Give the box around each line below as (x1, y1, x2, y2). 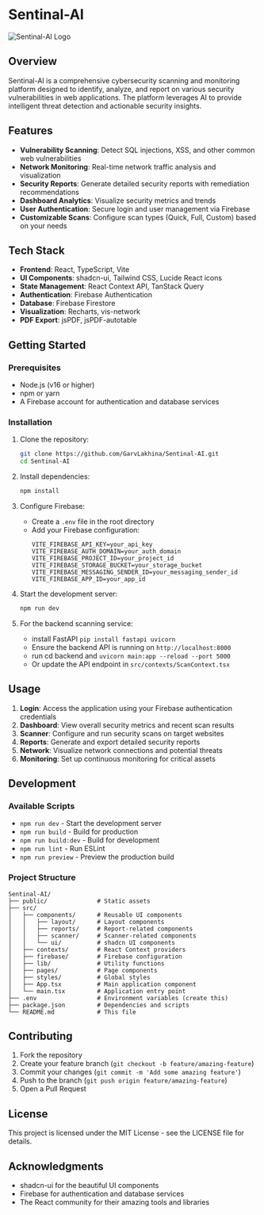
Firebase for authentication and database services (19, 1189, 185, 1198)
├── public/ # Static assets (8, 897, 151, 905)
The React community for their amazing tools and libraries (19, 1198, 210, 1207)
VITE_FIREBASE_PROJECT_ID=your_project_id (31, 554, 174, 562)
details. (8, 1137, 33, 1146)
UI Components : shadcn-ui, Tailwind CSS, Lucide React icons (19, 273, 223, 283)
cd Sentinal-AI (19, 457, 71, 465)
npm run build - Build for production (19, 827, 139, 837)
